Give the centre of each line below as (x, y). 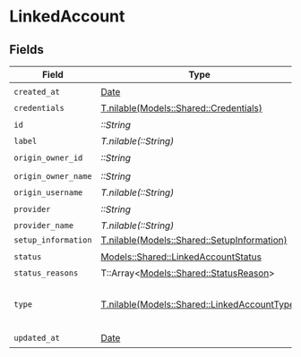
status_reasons (46, 273)
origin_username (48, 193)
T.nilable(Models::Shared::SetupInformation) (194, 240)
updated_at (37, 338)
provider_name (44, 225)
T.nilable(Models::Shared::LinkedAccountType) (199, 304)
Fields (27, 50)
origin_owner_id (48, 157)
